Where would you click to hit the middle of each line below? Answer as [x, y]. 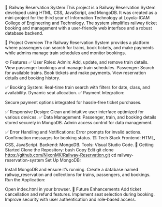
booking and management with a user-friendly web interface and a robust [79, 28]
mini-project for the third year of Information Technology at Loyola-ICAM [77, 18]
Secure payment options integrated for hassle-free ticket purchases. [73, 102]
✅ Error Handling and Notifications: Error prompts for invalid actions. [73, 132]
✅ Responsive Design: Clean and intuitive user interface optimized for [74, 112]
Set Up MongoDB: [63, 160]
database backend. [24, 33]
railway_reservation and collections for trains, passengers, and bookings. [78, 175]
